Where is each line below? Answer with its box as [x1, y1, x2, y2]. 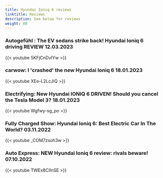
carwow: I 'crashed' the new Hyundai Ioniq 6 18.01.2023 [5, 67, 143, 74]
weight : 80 [5, 21, 28, 26]
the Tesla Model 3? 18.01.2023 [5, 97, 80, 104]
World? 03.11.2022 [5, 126, 51, 133]
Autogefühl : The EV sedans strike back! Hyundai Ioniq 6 [5, 37, 144, 44]
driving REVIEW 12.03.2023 [5, 43, 73, 50]
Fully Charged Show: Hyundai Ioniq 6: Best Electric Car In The [5, 120, 157, 127]
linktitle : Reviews [5, 12, 45, 17]
